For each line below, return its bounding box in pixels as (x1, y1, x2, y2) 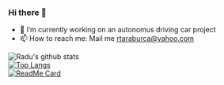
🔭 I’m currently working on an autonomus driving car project (19, 25, 216, 35)
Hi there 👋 (8, 7, 47, 18)
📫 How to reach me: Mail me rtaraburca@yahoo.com (19, 34, 194, 43)
